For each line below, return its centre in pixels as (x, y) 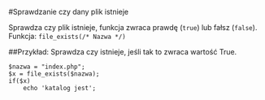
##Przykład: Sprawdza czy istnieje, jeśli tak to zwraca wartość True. (123, 52)
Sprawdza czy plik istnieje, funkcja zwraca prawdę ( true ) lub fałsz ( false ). (133, 27)
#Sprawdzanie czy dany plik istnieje (69, 12)
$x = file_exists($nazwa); (54, 74)
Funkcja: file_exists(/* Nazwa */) (67, 36)
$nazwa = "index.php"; (47, 67)
